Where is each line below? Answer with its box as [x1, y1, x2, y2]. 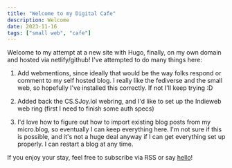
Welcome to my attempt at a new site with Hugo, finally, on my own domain [7, 48, 222, 57]
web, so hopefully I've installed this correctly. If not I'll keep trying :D [17, 84, 213, 92]
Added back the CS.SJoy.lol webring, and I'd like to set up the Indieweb [17, 97, 222, 106]
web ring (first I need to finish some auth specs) [17, 104, 154, 113]
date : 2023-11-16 [7, 23, 57, 30]
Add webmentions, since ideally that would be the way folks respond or [17, 69, 222, 77]
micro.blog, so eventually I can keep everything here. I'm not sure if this [17, 125, 222, 133]
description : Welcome [7, 17, 70, 24]
